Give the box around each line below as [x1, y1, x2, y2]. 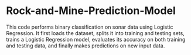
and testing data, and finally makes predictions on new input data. [6, 42, 165, 49]
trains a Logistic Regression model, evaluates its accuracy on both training [6, 36, 186, 43]
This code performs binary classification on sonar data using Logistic [6, 23, 173, 30]
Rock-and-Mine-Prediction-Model [6, 4, 176, 18]
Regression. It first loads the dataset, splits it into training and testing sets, [6, 29, 185, 36]
